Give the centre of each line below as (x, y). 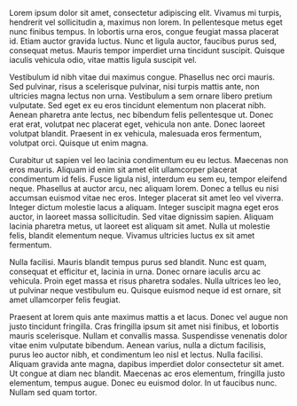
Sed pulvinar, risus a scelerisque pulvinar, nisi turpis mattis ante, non (134, 86)
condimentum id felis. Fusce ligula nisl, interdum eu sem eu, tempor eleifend (148, 179)
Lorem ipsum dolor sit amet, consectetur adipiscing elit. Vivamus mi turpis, (145, 13)
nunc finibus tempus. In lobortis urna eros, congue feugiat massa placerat (144, 31)
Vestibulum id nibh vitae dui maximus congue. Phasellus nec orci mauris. (142, 77)
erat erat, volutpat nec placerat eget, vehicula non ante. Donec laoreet (137, 124)
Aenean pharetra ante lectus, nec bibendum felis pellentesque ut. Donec (141, 115)
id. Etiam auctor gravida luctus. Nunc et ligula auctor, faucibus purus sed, (143, 41)
